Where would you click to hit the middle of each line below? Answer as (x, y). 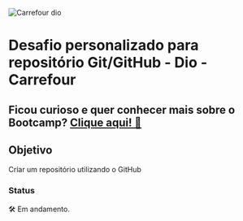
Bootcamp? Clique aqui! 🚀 (75, 122)
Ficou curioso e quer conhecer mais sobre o (122, 110)
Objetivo (30, 150)
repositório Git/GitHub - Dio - (108, 63)
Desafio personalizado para (104, 45)
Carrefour (42, 80)
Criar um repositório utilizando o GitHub (75, 170)
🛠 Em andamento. (39, 209)
